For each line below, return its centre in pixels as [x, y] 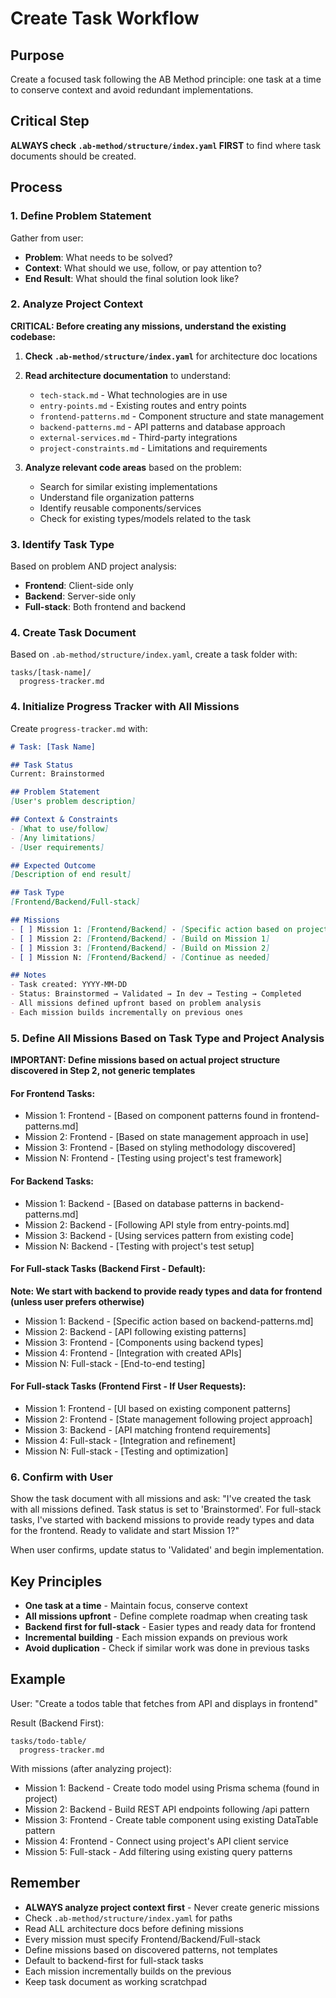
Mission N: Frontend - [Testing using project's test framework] [153, 1158]
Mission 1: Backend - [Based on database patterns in [133, 1203]
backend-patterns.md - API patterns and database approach [162, 426]
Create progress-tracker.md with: [79, 728]
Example [38, 1679]
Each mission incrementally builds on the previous [128, 1971]
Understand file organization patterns [117, 497]
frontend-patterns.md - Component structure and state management [182, 416]
